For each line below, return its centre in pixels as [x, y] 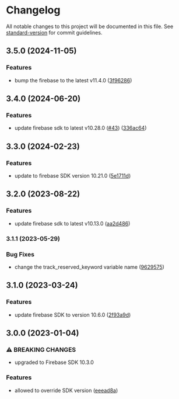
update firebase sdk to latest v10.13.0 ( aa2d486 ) [72, 223]
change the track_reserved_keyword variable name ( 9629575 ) [89, 267]
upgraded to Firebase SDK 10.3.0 [54, 362]
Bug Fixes [20, 254]
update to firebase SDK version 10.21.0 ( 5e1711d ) [73, 176]
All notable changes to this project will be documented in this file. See [90, 26]
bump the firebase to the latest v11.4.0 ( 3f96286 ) [73, 80]
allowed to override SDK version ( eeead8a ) [66, 390]
